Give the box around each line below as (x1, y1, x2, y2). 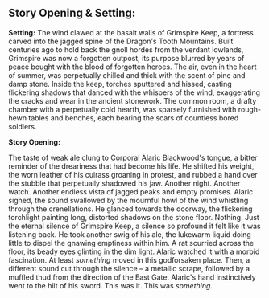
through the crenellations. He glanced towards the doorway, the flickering (8, 204, 253, 214)
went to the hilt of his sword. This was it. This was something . (8, 280, 213, 290)
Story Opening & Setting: (8, 6, 136, 20)
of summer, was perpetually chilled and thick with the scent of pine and (8, 70, 246, 80)
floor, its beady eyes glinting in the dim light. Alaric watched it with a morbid (8, 247, 260, 256)
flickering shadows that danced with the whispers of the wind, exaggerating (8, 88, 260, 97)
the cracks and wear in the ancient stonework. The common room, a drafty (8, 96, 257, 105)
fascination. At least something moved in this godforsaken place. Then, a (8, 255, 250, 264)
